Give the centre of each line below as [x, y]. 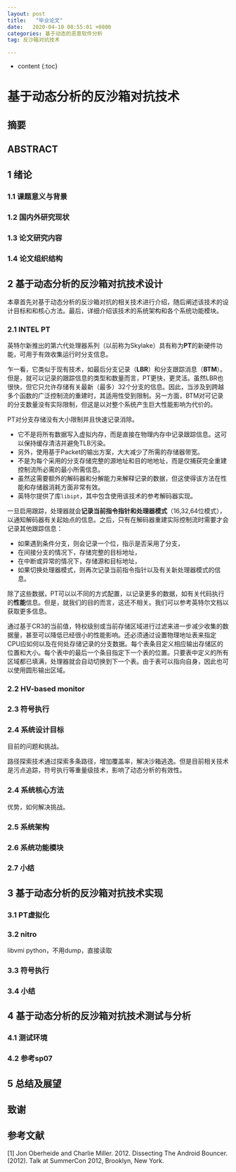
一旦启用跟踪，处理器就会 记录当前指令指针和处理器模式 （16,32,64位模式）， [117, 511]
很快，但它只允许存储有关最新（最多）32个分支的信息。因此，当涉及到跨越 [116, 387]
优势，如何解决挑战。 [38, 807]
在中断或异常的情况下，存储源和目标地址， [79, 561]
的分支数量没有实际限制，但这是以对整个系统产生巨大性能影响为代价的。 [112, 405]
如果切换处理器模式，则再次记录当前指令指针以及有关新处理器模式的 [116, 570]
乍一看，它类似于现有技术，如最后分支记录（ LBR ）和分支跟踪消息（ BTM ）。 [117, 370]
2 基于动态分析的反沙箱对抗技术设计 [85, 283]
